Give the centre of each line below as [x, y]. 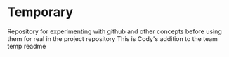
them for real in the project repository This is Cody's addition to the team [112, 38]
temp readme [27, 46]
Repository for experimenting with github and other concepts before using [115, 31]
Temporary [40, 12]
